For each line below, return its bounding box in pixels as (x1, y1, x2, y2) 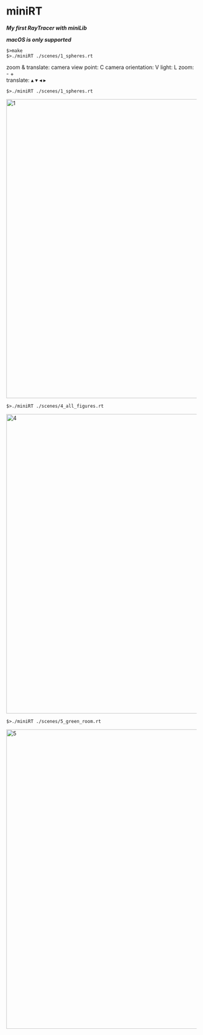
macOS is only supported (6, 36, 71, 43)
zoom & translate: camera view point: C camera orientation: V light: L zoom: (6, 64, 195, 71)
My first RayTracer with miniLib (6, 24, 87, 31)
